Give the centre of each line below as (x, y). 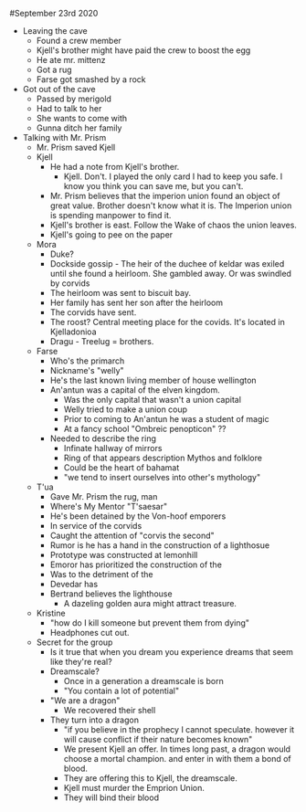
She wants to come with (82, 118)
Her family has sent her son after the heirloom (137, 302)
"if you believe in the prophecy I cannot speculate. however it (179, 729)
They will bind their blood (111, 797)
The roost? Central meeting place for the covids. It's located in (167, 322)
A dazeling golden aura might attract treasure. (150, 603)
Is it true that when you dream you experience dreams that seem (172, 652)
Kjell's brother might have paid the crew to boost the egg (143, 50)
